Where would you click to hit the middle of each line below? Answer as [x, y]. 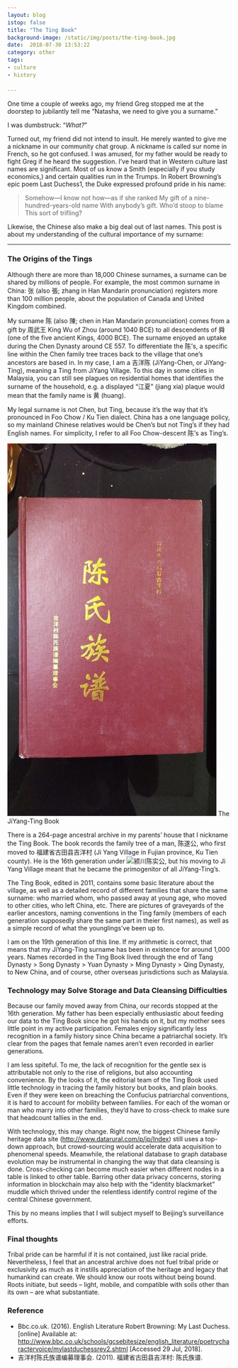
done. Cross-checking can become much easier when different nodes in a [116, 1169]
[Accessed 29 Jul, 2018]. [166, 1349]
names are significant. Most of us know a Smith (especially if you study [111, 169]
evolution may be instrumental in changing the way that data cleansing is [114, 1162]
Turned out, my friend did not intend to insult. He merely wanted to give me [117, 139]
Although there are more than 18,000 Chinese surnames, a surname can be [117, 274]
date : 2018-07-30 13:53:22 [49, 45]
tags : [15, 60]
